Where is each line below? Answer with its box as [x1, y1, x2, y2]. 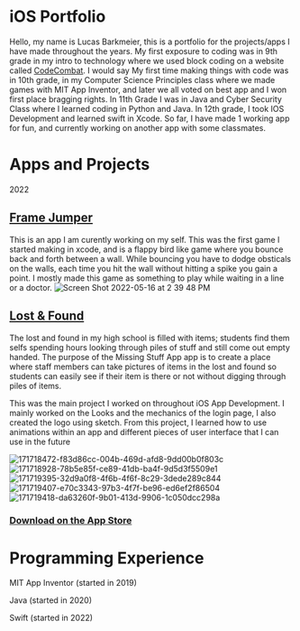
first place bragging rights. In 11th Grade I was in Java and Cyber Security [9, 93, 282, 105]
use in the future [9, 436, 70, 447]
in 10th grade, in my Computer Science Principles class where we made [9, 74, 276, 85]
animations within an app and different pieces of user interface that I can [9, 426, 279, 437]
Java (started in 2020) [9, 595, 93, 606]
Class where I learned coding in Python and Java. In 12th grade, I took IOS [9, 103, 285, 114]
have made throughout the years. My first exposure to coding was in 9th [9, 45, 277, 56]
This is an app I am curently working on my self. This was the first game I [9, 234, 280, 245]
